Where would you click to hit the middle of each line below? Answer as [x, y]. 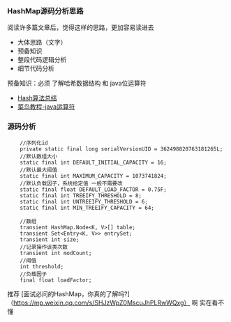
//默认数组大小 [39, 156]
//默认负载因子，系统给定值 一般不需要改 [72, 183]
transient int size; [50, 239]
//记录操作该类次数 [44, 247]
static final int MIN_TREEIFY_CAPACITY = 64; [87, 208]
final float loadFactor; [56, 280]
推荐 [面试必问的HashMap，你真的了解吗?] [69, 293]
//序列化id [34, 143]
